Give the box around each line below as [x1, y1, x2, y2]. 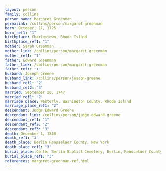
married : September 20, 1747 [5, 90, 65, 95]
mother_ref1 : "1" [5, 53, 41, 58]
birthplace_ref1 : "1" [5, 39, 50, 44]
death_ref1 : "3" [5, 136, 39, 140]
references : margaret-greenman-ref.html [5, 158, 90, 163]
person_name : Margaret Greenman [5, 16, 72, 21]
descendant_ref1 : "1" [5, 117, 50, 122]
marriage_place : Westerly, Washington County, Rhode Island [5, 99, 132, 104]
